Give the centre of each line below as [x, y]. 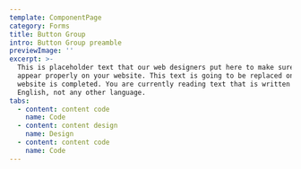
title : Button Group [48, 34]
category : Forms [39, 26]
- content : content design [68, 126]
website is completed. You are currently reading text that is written [154, 84]
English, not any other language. [82, 92]
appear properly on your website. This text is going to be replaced [150, 76]
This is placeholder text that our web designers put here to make [146, 68]
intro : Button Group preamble [66, 42]
